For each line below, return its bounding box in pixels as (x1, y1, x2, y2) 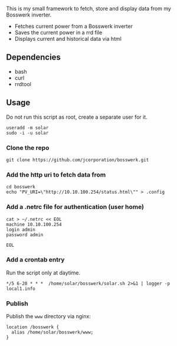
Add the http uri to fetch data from (6, 171, 106, 179)
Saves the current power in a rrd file (14, 29, 103, 36)
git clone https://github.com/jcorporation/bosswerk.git (6, 156, 149, 163)
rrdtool (14, 80, 31, 87)
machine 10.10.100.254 (6, 221, 62, 227)
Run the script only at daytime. (6, 269, 81, 276)
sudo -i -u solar (6, 130, 49, 136)
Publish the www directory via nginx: (6, 313, 91, 320)
